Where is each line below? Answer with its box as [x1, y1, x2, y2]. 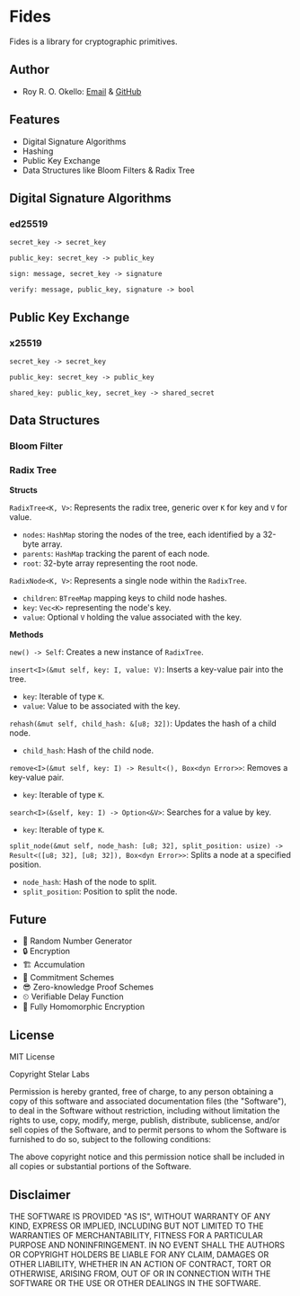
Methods [9, 629, 44, 639]
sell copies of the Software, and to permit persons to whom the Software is [9, 1124, 287, 1135]
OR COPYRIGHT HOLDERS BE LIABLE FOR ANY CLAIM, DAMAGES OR [9, 1248, 269, 1260]
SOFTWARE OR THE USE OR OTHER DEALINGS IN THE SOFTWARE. [9, 1277, 261, 1288]
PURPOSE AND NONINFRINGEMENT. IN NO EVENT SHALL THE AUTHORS [9, 1239, 286, 1250]
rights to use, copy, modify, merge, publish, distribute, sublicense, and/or [9, 1115, 280, 1126]
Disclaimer [9, 1187, 71, 1202]
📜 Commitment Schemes [22, 972, 115, 983]
